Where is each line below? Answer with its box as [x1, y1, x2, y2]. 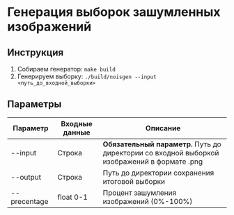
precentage [10, 196, 49, 206]
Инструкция [7, 46, 64, 58]
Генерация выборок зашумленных [7, 4, 221, 20]
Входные [61, 119, 93, 128]
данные [63, 128, 91, 137]
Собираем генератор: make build [17, 65, 116, 73]
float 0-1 [57, 192, 88, 202]
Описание [145, 123, 181, 132]
